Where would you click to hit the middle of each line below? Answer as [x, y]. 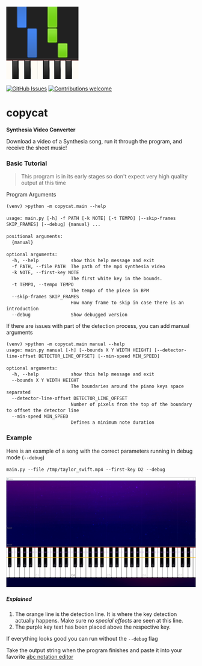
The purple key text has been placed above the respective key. [93, 627]
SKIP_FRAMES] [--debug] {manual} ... [54, 225]
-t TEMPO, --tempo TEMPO [43, 285]
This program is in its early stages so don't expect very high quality [104, 177]
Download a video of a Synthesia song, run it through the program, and [94, 141]
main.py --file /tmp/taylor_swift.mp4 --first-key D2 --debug [86, 470]
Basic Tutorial [27, 163]
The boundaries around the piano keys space [127, 386]
